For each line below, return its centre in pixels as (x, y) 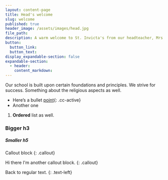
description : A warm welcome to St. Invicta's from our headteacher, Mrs (84, 38)
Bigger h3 (17, 128)
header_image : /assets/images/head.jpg (47, 29)
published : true (22, 24)
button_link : (23, 47)
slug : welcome (20, 19)
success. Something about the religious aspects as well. (63, 90)
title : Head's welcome (29, 15)
